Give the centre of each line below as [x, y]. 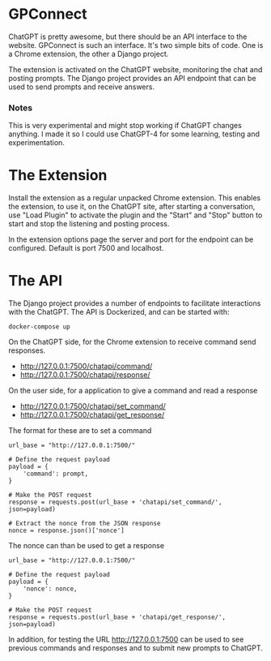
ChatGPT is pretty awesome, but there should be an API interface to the [128, 36]
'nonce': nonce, [51, 589]
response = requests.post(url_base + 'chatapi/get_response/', [117, 617]
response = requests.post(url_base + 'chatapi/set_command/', [115, 502]
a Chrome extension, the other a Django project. [89, 54]
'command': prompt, [56, 474]
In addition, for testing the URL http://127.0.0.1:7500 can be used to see [126, 640]
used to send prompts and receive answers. [82, 87]
